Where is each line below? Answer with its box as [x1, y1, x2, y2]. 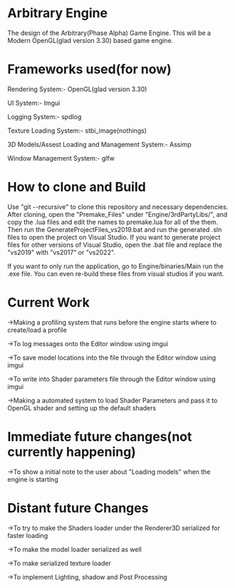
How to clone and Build [7, 179, 146, 196]
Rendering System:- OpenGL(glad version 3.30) [7, 84, 147, 93]
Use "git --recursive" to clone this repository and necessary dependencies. [7, 202, 229, 211]
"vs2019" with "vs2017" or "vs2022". [7, 248, 116, 256]
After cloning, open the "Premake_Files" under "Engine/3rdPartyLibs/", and [7, 210, 228, 218]
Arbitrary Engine [7, 5, 108, 21]
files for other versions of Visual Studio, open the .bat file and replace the [7, 240, 223, 249]
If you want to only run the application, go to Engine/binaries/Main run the [7, 262, 224, 270]
